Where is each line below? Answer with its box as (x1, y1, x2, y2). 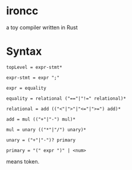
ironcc (6, 4, 39, 18)
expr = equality (6, 85, 46, 91)
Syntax (6, 45, 42, 58)
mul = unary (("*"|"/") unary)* (6, 127, 86, 133)
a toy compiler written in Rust (6, 24, 78, 31)
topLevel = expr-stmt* (6, 64, 62, 70)
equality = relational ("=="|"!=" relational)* (6, 95, 127, 102)
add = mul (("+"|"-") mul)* (6, 116, 76, 122)
